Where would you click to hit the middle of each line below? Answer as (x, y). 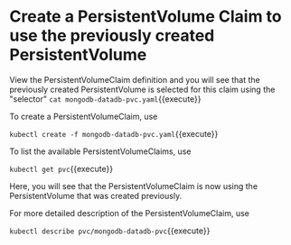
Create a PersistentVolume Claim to (145, 17)
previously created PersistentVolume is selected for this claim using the (142, 89)
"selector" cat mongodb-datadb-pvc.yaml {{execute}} (105, 99)
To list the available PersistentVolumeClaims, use (100, 151)
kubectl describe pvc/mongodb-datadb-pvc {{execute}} (110, 231)
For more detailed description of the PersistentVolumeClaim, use (130, 213)
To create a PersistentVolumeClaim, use (84, 116)
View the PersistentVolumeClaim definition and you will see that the (135, 79)
